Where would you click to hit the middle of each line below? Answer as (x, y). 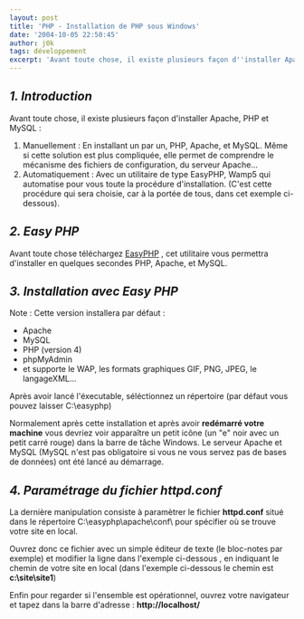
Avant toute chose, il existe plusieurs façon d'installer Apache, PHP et (139, 118)
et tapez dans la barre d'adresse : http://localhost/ (105, 605)
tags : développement (48, 52)
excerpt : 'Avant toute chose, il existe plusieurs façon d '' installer (145, 60)
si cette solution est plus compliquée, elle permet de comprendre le (148, 155)
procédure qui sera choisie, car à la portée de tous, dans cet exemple (152, 193)
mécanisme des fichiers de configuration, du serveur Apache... (140, 165)
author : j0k (32, 43)
